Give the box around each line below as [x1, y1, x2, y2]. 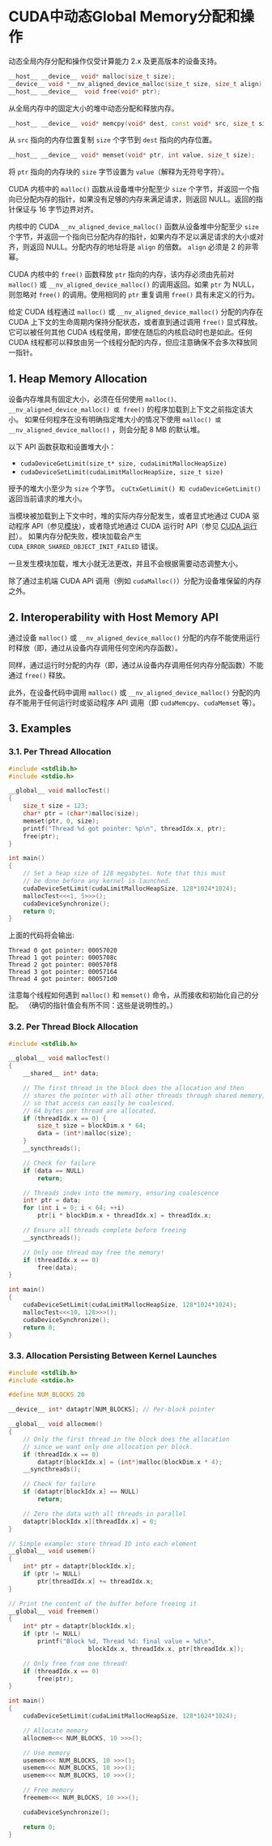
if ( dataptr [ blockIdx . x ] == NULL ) [23, 1488, 139, 1496]
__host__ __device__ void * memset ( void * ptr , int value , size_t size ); [8, 151, 255, 159]
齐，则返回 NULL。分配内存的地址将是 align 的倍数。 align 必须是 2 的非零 [8, 242, 259, 252]
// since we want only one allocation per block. [23, 1442, 194, 1450]
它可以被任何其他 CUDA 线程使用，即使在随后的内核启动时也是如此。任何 [8, 327, 253, 337]
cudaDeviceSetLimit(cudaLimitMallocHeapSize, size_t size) [19, 469, 224, 477]
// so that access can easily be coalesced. [23, 1099, 176, 1107]
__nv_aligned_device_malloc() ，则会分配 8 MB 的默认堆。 [8, 425, 205, 434]
